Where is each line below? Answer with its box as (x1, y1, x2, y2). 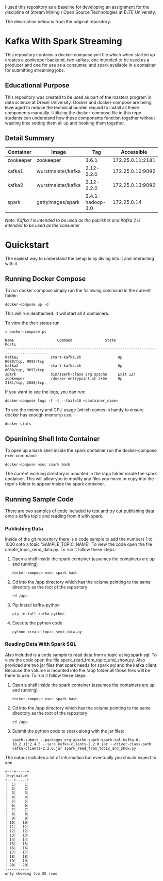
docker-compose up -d (5, 302, 49, 307)
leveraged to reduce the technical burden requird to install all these (5, 104, 139, 110)
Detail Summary (5, 134, 55, 142)
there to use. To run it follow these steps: (5, 673, 87, 678)
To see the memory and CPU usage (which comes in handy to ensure (5, 407, 144, 413)
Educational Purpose (5, 81, 69, 89)
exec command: (5, 453, 37, 459)
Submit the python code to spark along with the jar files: (12, 728, 125, 734)
